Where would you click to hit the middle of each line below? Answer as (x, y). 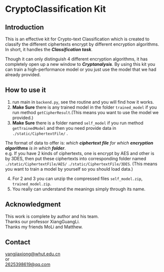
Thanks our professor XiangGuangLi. (43, 221)
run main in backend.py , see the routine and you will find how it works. (83, 102)
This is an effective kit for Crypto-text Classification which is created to (77, 39)
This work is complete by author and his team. (52, 216)
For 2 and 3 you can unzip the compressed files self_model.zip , (77, 179)
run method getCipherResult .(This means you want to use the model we (85, 112)
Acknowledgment (33, 204)
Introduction (25, 27)
